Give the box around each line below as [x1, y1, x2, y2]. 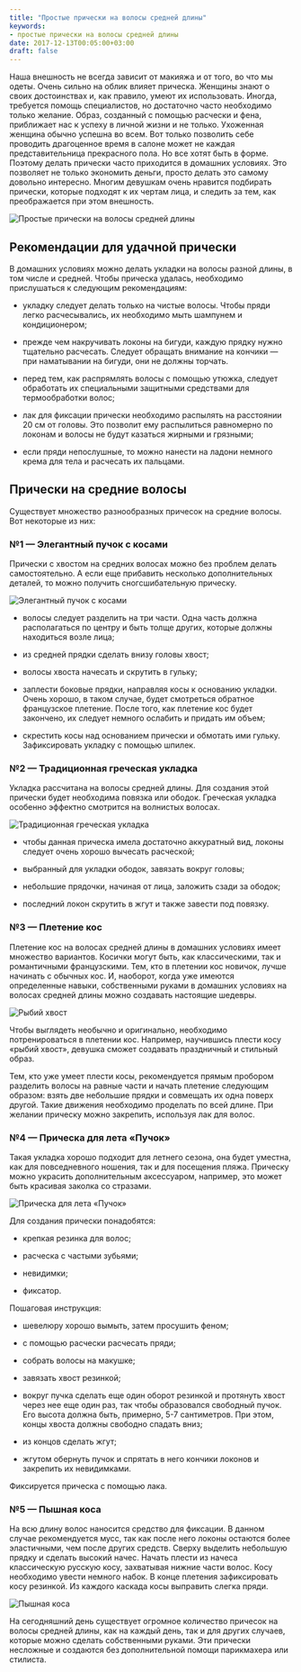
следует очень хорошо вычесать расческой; [22, 846, 195, 857]
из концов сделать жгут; [22, 1436, 117, 1447]
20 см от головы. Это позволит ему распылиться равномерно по [22, 419, 274, 430]
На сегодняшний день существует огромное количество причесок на [9, 1616, 279, 1627]
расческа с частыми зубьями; [22, 1249, 139, 1261]
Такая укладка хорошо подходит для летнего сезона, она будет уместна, [9, 1151, 292, 1162]
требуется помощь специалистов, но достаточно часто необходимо [9, 100, 272, 111]
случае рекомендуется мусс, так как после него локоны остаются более [9, 1533, 291, 1544]
